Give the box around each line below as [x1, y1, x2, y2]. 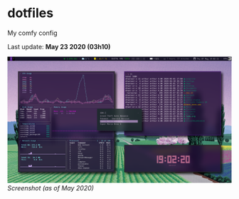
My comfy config [7, 29, 58, 37]
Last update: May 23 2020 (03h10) [7, 42, 111, 51]
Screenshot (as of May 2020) [7, 184, 95, 193]
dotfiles [7, 5, 54, 21]
